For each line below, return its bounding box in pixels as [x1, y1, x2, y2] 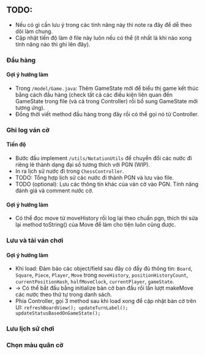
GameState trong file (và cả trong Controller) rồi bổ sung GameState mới [15, 97, 198, 104]
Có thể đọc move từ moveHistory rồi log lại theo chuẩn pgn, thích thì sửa [15, 214, 198, 222]
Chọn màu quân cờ [6, 341, 64, 350]
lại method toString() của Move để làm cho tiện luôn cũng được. [15, 221, 176, 229]
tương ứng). [15, 104, 45, 111]
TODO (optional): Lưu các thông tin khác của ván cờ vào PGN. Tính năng [15, 180, 199, 188]
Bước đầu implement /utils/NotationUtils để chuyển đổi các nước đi [15, 155, 192, 162]
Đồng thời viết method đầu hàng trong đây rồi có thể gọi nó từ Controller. [15, 110, 199, 118]
